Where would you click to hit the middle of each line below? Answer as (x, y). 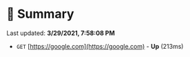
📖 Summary (40, 14)
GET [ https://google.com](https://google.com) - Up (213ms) (100, 46)
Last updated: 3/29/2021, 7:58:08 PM (61, 33)
